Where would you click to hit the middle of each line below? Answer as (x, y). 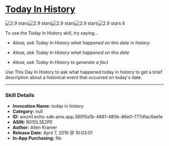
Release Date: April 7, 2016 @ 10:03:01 (53, 133)
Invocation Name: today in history (48, 106)
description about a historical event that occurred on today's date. (74, 77)
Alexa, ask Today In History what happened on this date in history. (81, 43)
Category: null (28, 111)
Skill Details (20, 95)
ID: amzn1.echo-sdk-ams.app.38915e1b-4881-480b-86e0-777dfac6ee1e (88, 117)
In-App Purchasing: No (37, 138)
